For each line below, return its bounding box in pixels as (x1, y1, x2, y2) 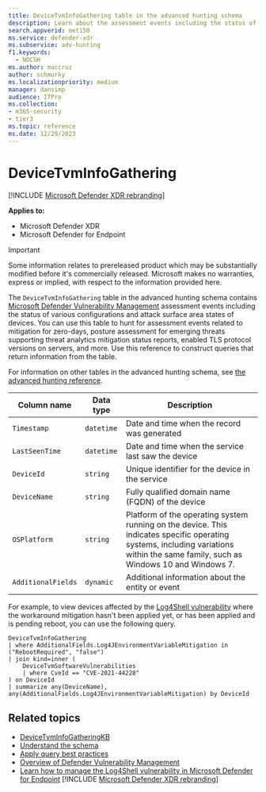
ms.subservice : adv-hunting (8, 41, 101, 49)
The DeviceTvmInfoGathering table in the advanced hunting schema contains (8, 292, 257, 302)
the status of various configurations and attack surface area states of (8, 309, 234, 319)
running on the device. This (125, 519, 228, 530)
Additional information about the (125, 571, 246, 582)
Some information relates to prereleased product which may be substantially (8, 260, 257, 270)
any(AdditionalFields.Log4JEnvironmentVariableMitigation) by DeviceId (8, 690, 249, 697)
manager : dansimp (8, 85, 66, 94)
